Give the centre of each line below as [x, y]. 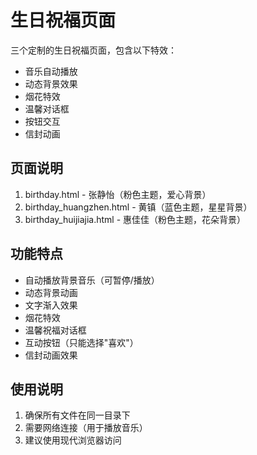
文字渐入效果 [51, 305]
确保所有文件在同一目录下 [77, 415]
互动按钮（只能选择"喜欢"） [81, 342]
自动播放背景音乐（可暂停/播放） [92, 280]
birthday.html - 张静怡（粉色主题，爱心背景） [118, 194]
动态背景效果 [51, 83]
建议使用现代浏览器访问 [73, 440]
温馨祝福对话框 [55, 330]
